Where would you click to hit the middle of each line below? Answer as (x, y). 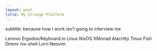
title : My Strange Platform (35, 14)
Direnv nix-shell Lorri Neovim (35, 43)
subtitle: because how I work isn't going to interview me (63, 28)
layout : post (19, 10)
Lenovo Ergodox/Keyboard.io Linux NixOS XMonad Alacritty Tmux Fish (78, 38)
